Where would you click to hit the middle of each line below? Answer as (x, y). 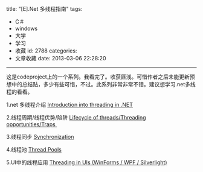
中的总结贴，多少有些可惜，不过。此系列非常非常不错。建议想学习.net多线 (104, 84)
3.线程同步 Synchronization (40, 137)
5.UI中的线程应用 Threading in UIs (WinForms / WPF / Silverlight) (87, 162)
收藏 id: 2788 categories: (46, 51)
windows (26, 28)
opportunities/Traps (31, 124)
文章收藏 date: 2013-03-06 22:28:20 (60, 58)
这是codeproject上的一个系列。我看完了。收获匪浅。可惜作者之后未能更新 (98, 77)
